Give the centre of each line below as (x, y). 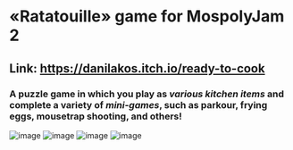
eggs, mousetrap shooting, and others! (96, 116)
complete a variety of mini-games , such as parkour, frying (138, 104)
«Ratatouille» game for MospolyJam (147, 17)
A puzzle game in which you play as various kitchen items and (146, 94)
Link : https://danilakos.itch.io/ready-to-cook (137, 68)
